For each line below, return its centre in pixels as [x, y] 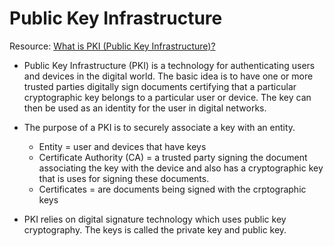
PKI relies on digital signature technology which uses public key [155, 219]
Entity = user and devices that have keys [122, 146]
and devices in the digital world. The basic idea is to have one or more [168, 76]
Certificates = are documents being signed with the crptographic [172, 189]
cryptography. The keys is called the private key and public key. [155, 229]
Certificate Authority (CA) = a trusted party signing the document [173, 157]
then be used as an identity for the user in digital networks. [145, 108]
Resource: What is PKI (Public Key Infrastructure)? [112, 46]
